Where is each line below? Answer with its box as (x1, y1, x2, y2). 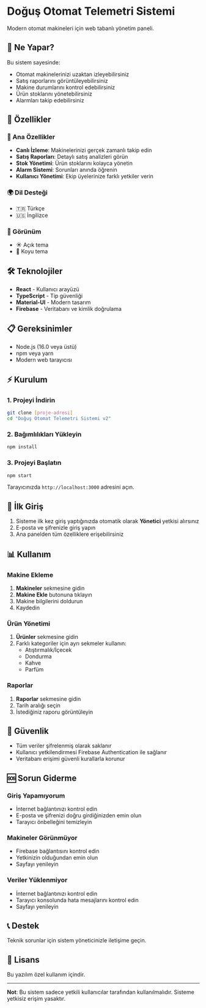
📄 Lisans (7, 955, 40, 965)
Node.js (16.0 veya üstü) (15, 343, 77, 350)
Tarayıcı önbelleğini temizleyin (15, 819, 92, 826)
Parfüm (24, 666, 44, 673)
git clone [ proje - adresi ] (7, 410, 73, 416)
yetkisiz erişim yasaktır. (7, 995, 66, 1002)
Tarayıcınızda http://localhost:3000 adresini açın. (7, 483, 134, 491)
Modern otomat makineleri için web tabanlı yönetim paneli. (7, 25, 155, 32)
